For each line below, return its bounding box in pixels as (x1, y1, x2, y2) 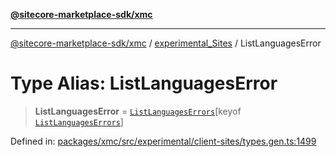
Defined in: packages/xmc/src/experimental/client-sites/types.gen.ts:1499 (10, 135, 317, 147)
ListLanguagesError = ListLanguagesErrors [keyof (34, 105, 242, 117)
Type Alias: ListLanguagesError (10, 72, 278, 95)
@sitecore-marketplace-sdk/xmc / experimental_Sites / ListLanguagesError (10, 37, 322, 49)
